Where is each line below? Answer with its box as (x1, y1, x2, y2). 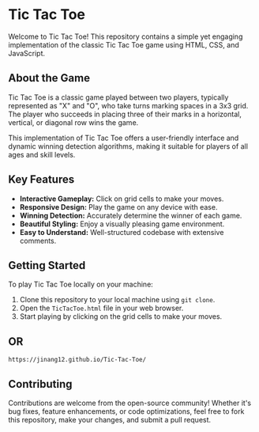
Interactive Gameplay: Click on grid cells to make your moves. (19, 194, 224, 203)
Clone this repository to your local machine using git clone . (19, 295, 216, 305)
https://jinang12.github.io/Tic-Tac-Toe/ (8, 356, 147, 364)
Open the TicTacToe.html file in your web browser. (19, 303, 184, 313)
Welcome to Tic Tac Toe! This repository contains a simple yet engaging (8, 32, 243, 41)
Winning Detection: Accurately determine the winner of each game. (19, 210, 242, 220)
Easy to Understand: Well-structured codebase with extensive (19, 227, 224, 237)
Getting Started (8, 259, 86, 272)
